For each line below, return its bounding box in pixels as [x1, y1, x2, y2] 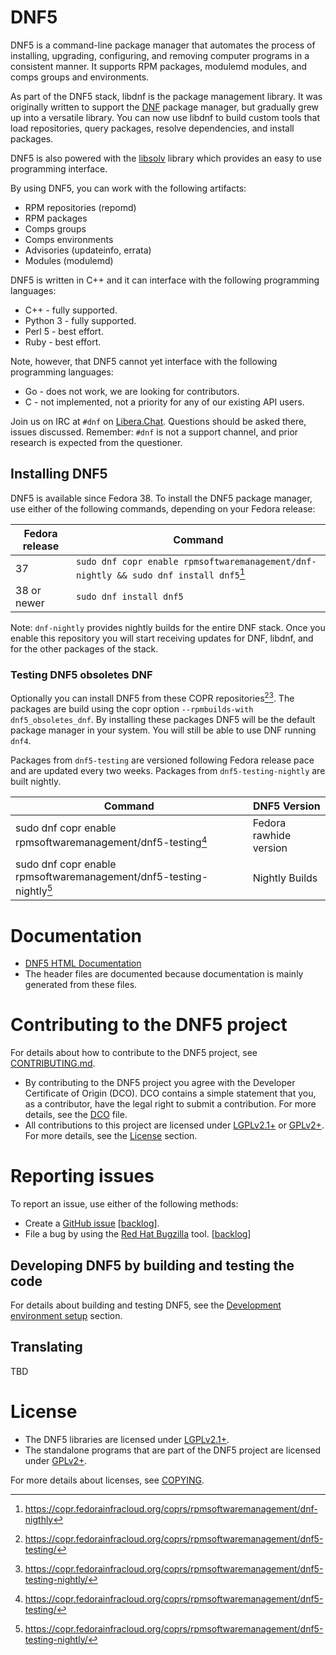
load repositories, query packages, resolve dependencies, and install [10, 122, 295, 134]
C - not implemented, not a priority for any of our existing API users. [24, 396, 305, 408]
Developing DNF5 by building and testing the [10, 1257, 295, 1274]
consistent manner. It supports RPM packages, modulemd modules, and [10, 60, 308, 72]
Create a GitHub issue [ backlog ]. [24, 1217, 160, 1230]
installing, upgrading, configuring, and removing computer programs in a [10, 49, 310, 61]
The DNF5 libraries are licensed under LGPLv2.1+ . [24, 1433, 230, 1445]
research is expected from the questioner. [10, 436, 183, 448]
